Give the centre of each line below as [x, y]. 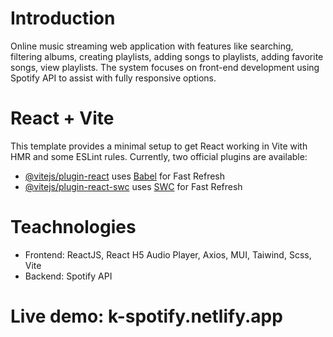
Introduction [63, 18]
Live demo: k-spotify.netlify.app [146, 316]
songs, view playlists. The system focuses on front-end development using [165, 67]
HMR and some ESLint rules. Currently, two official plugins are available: [159, 156]
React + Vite [62, 118]
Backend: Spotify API [68, 276]
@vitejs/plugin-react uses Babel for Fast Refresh [125, 176]
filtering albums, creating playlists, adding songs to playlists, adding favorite [167, 56]
